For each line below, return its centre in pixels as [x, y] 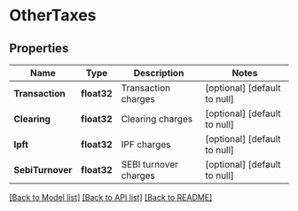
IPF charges [146, 145]
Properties [39, 48]
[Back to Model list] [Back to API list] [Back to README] [111, 197]
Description [159, 73]
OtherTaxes [53, 16]
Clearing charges [157, 119]
